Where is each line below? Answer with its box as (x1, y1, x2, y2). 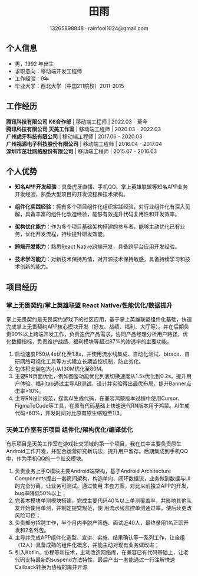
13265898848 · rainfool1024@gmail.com (49, 24, 148, 32)
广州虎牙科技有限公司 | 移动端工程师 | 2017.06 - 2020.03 (6, 133, 143, 140)
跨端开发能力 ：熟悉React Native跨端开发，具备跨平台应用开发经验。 (14, 243, 180, 250)
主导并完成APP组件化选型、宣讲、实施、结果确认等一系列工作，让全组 (14, 534, 186, 541)
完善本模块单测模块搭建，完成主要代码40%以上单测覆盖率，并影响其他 (14, 497, 187, 505)
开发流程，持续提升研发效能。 (35, 230, 108, 237)
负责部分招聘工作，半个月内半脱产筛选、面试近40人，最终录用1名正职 (14, 519, 184, 526)
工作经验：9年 (14, 74, 49, 82)
